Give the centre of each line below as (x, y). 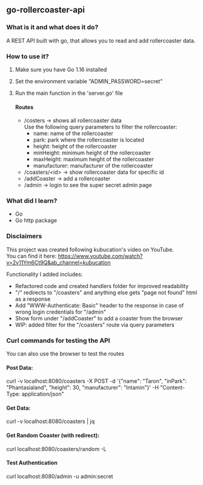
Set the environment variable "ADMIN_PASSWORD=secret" (89, 81)
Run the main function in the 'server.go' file (69, 93)
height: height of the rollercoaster (75, 146)
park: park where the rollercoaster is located (88, 140)
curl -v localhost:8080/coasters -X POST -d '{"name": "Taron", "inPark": (96, 381)
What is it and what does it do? (52, 27)
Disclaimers (24, 236)
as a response (33, 299)
